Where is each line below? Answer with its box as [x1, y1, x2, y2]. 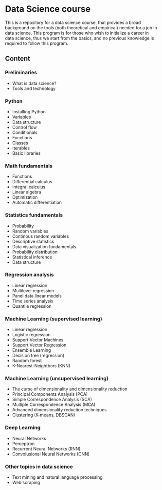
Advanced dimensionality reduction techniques [12, 407, 107, 413]
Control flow [12, 124, 37, 130]
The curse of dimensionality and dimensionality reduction [12, 386, 127, 392]
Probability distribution [12, 249, 58, 255]
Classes [12, 140, 28, 146]
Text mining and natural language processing [12, 474, 103, 480]
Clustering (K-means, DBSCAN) [12, 412, 75, 418]
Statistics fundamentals [5, 212, 63, 218]
